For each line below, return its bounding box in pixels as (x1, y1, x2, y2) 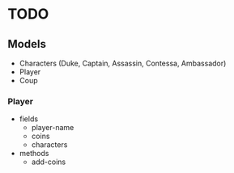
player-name (31, 123, 74, 133)
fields (19, 114, 38, 124)
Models (7, 37, 46, 51)
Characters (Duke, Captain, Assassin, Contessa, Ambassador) (19, 58, 227, 68)
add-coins (31, 157, 66, 167)
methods (19, 149, 49, 158)
